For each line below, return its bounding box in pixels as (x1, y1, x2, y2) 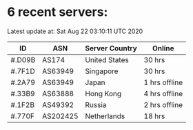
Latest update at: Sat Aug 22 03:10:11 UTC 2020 (7, 27, 143, 35)
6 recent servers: (7, 4, 108, 20)
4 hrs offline (143, 89, 183, 98)
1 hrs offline (143, 77, 183, 87)
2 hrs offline (143, 100, 183, 109)
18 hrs (143, 111, 165, 121)
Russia (85, 100, 107, 109)
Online (152, 43, 174, 53)
